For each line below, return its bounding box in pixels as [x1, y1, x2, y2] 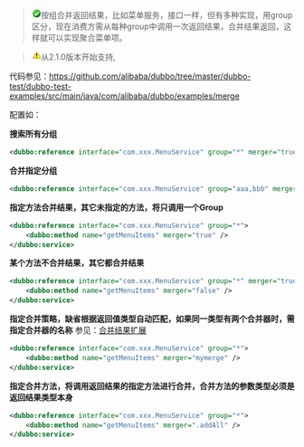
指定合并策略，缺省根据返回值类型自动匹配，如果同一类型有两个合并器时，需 [9, 313, 295, 324]
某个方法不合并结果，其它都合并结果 [9, 258, 145, 269]
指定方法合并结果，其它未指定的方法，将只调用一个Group [9, 202, 223, 213]
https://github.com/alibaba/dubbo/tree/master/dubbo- [49, 71, 252, 81]
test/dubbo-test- [9, 81, 72, 91]
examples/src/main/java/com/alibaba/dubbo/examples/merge [9, 90, 240, 101]
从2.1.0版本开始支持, [40, 52, 116, 62]
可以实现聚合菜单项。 [47, 33, 128, 43]
